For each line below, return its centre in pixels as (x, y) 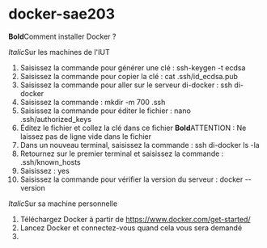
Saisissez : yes (45, 170)
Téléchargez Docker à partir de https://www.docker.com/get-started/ (135, 219)
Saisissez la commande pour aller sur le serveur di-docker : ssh (126, 85)
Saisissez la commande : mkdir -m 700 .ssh (93, 102)
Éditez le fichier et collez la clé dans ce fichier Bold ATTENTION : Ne (133, 128)
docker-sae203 (62, 14)
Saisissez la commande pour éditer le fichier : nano (106, 111)
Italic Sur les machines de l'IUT (59, 52)
